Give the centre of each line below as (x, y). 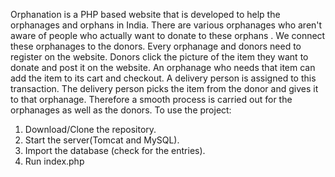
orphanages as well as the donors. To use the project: (121, 110)
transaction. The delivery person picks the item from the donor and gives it (164, 88)
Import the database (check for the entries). (115, 150)
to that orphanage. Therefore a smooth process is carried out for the (151, 99)
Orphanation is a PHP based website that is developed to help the (145, 14)
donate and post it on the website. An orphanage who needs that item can (163, 67)
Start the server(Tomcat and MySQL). (102, 140)
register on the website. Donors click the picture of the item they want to (159, 57)
